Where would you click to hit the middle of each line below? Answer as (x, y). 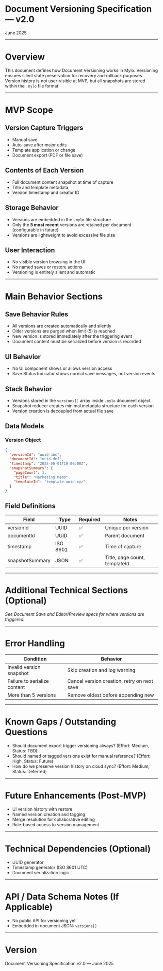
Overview (25, 57)
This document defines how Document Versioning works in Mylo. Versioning (81, 70)
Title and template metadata (40, 187)
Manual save (25, 139)
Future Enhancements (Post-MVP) (76, 796)
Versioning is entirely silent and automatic (54, 272)
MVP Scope (29, 110)
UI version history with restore (42, 809)
